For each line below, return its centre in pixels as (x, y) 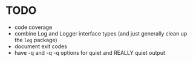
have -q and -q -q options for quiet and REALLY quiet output (90, 52)
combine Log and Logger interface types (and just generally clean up (101, 33)
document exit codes (41, 46)
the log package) (36, 40)
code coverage (33, 27)
